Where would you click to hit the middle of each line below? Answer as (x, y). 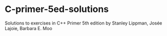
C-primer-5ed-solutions (57, 9)
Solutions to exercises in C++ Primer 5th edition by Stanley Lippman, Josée (83, 23)
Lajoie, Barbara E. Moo (29, 28)
